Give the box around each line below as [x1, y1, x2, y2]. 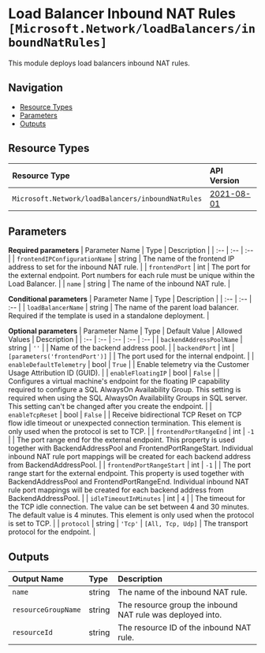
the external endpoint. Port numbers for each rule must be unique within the [8, 271, 256, 280]
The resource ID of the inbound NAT [118, 622, 252, 633]
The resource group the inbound [118, 599, 238, 610]
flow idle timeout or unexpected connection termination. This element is [8, 418, 242, 428]
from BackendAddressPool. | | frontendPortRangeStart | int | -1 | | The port [8, 460, 251, 469]
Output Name [12, 573, 64, 584]
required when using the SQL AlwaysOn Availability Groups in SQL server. [8, 393, 248, 403]
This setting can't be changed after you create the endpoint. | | [8, 402, 212, 411]
